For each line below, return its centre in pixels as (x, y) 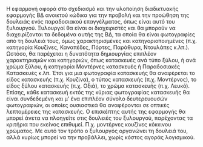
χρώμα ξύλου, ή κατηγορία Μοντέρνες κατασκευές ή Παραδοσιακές (93, 67)
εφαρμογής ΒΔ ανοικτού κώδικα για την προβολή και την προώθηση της (98, 15)
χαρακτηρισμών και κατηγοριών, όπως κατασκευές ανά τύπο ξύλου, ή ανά (101, 60)
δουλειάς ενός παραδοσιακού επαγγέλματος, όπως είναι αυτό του (91, 21)
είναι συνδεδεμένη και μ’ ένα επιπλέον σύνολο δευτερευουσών (87, 99)
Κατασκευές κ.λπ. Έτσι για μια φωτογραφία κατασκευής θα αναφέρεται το (101, 73)
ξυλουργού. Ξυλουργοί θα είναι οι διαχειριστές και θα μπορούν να (91, 28)
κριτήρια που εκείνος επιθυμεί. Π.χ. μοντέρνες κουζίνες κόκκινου (89, 124)
